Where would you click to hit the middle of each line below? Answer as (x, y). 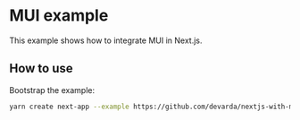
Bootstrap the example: (52, 90)
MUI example (59, 16)
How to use (41, 69)
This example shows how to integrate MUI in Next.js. (106, 40)
